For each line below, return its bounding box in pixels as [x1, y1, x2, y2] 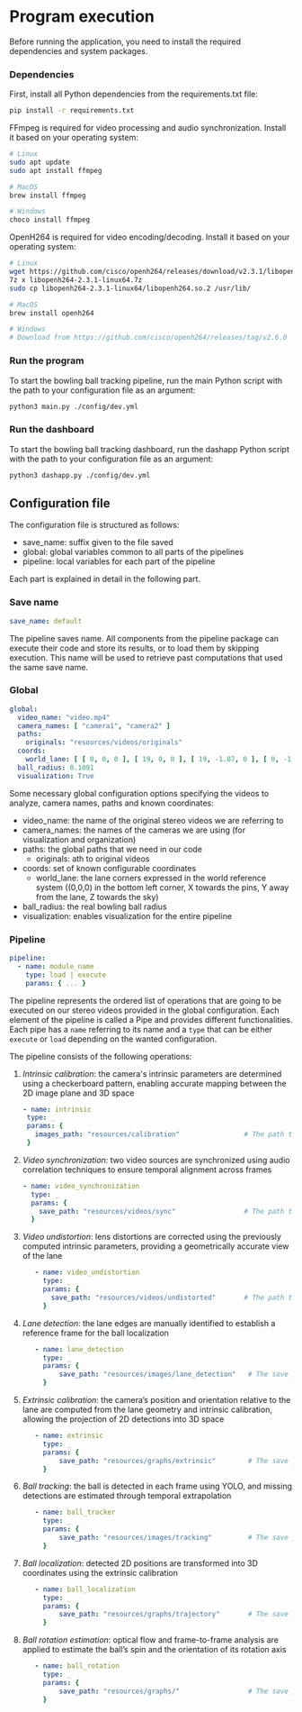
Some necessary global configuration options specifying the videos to [9, 788, 270, 798]
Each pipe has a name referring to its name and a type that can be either [9, 1024, 272, 1034]
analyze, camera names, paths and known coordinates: [9, 797, 214, 808]
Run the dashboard [9, 423, 94, 436]
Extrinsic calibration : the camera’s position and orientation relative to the [22, 1395, 291, 1406]
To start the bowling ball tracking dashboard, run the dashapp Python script [9, 443, 289, 454]
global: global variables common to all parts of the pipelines [22, 547, 244, 558]
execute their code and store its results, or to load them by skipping [9, 642, 260, 653]
